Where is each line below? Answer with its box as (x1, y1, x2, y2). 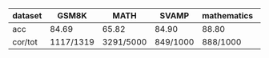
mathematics (201, 10, 254, 21)
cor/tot (12, 37, 38, 47)
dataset (12, 10, 42, 21)
